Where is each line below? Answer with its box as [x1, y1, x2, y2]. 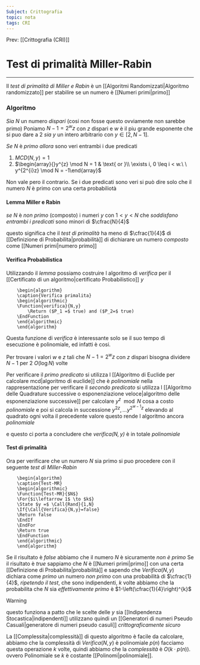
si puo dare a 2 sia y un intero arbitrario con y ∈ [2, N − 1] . [6, 131, 149, 138]
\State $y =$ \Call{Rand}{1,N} [17, 501, 95, 507]
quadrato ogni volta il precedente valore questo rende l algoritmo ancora [6, 412, 185, 419]
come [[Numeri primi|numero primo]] [6, 243, 97, 250]
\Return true [17, 527, 49, 534]
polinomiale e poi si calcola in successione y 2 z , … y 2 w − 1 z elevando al [6, 404, 174, 413]
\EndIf [17, 517, 33, 523]
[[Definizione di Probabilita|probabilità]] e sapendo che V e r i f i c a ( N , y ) [6, 566, 174, 574]
